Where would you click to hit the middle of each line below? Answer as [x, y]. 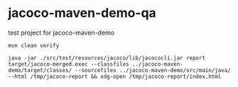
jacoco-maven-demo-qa [82, 13]
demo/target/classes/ [40, 70]
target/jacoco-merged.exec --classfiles [69, 64]
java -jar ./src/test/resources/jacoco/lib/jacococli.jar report [107, 58]
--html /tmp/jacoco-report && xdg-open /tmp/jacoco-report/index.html [115, 76]
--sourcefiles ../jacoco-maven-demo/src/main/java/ [153, 70]
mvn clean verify [34, 45]
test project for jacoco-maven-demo [61, 33]
